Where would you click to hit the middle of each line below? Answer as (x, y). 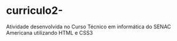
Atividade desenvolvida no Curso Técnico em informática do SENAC (89, 27)
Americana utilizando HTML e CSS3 (49, 32)
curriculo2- (35, 11)
